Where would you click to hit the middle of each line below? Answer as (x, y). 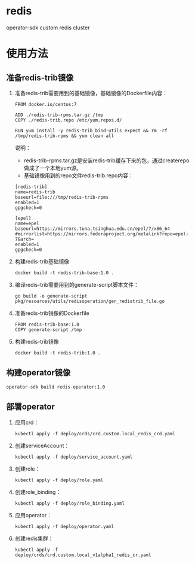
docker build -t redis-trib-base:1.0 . (64, 273)
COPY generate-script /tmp (48, 330)
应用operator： (33, 515)
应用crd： (27, 422)
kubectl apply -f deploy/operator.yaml (64, 526)
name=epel (27, 223)
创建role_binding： (38, 492)
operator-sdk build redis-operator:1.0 (56, 387)
